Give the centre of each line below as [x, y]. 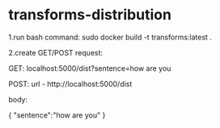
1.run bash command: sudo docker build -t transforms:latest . [110, 37]
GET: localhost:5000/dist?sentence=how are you [90, 68]
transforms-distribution [90, 15]
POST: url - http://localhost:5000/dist [70, 84]
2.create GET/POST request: [56, 52]
